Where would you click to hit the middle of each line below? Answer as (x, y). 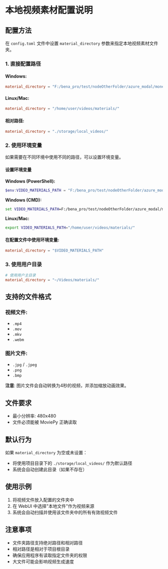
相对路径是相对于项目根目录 (41, 549)
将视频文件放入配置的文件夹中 (43, 500)
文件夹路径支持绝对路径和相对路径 (47, 542)
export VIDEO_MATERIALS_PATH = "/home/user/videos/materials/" (70, 228)
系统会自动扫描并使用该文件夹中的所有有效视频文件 (65, 512)
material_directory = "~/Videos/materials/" (52, 280)
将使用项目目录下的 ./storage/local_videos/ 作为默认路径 (72, 463)
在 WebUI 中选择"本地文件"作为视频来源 (53, 506)
